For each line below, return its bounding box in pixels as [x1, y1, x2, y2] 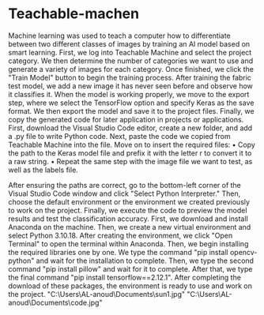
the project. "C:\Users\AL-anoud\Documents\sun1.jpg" [8, 289, 186, 298]
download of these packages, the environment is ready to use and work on [8, 281, 253, 291]
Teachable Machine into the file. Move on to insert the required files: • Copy [8, 140, 255, 149]
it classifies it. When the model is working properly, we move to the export [8, 89, 250, 99]
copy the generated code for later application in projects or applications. [8, 114, 244, 124]
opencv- [229, 247, 258, 257]
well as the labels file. [8, 165, 79, 174]
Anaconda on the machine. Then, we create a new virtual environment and [8, 222, 251, 231]
